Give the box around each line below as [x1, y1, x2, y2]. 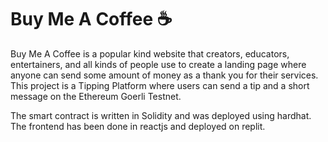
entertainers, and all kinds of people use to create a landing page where [10, 58, 307, 70]
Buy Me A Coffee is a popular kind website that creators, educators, [10, 47, 290, 60]
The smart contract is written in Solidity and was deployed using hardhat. [10, 109, 312, 121]
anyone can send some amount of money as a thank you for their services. [10, 69, 319, 81]
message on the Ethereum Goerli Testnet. [10, 90, 182, 102]
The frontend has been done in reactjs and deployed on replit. [10, 120, 266, 132]
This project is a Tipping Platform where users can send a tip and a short [10, 79, 310, 91]
